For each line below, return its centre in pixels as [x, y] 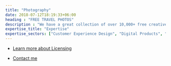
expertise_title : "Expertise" [37, 29]
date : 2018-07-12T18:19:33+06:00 [41, 15]
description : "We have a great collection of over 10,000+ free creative [86, 24]
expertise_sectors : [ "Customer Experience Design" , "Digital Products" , [84, 34]
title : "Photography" [28, 10]
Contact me [25, 58]
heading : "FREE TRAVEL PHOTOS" [39, 19]
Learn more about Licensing [42, 48]
